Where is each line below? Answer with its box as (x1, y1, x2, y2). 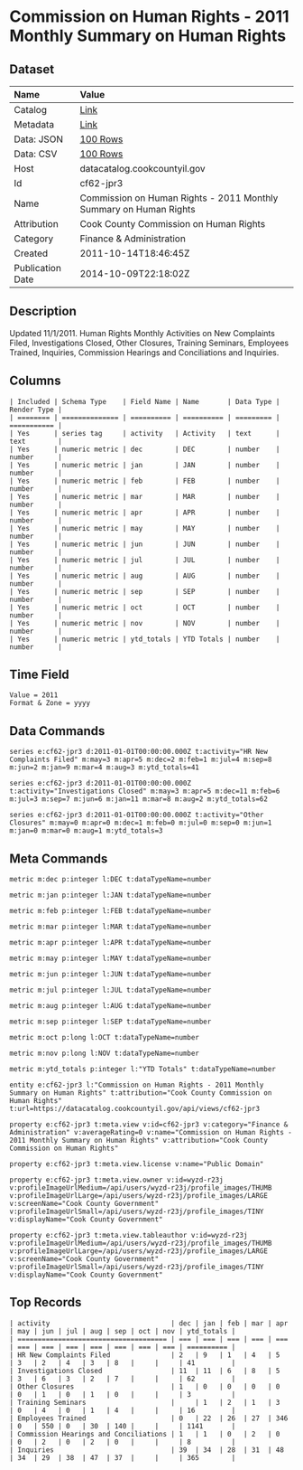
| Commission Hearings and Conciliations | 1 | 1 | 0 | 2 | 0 (9, 1429, 280, 1438)
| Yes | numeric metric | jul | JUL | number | (9, 555, 280, 564)
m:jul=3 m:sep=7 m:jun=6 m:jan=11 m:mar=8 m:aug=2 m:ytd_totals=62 (9, 795, 269, 804)
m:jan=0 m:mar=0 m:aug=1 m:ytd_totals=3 (9, 826, 164, 835)
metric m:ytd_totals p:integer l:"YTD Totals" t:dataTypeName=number (9, 1065, 277, 1074)
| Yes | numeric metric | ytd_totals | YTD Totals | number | (9, 635, 280, 644)
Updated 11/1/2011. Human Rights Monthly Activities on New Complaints (9, 327, 275, 338)
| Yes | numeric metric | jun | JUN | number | (9, 540, 280, 549)
